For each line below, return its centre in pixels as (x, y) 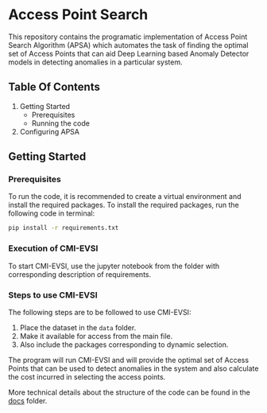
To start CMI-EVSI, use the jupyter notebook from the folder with (114, 266)
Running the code (60, 123)
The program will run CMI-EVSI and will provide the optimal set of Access (128, 360)
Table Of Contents (54, 87)
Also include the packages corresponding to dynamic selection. (124, 345)
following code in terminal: (52, 213)
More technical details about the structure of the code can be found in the (129, 392)
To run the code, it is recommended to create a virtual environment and (125, 197)
